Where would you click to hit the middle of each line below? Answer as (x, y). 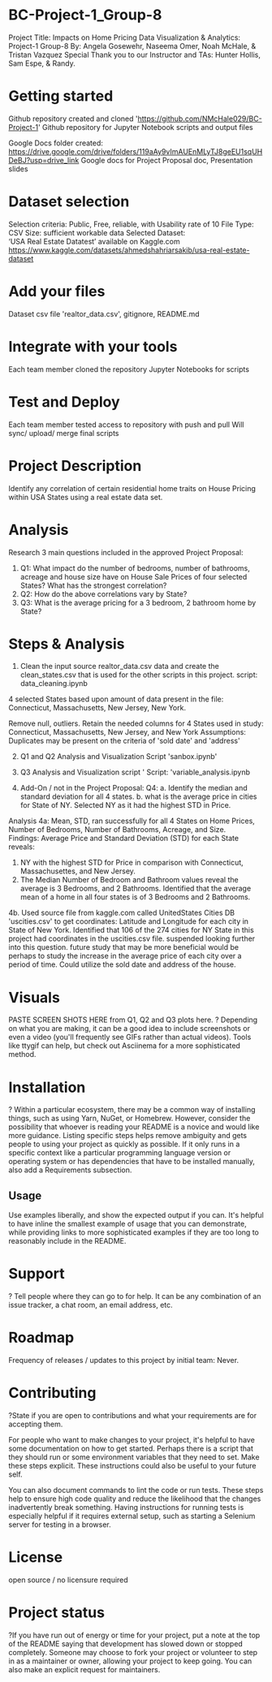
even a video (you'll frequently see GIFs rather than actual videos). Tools (130, 1037)
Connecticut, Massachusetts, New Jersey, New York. (97, 708)
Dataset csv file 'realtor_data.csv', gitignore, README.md (104, 313)
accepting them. (36, 1424)
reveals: (22, 847)
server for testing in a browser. (60, 1525)
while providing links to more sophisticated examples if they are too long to (134, 1232)
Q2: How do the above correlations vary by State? (104, 593)
